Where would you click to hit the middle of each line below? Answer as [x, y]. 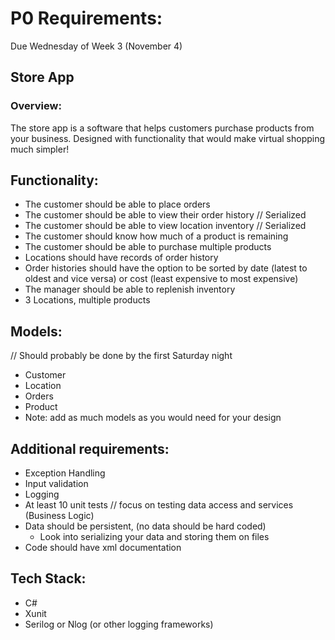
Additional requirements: [90, 448]
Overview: [36, 106]
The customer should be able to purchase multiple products [148, 247]
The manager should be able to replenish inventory [130, 289]
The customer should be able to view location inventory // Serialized [165, 226]
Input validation [56, 484]
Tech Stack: [48, 578]
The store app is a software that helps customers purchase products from [162, 128]
